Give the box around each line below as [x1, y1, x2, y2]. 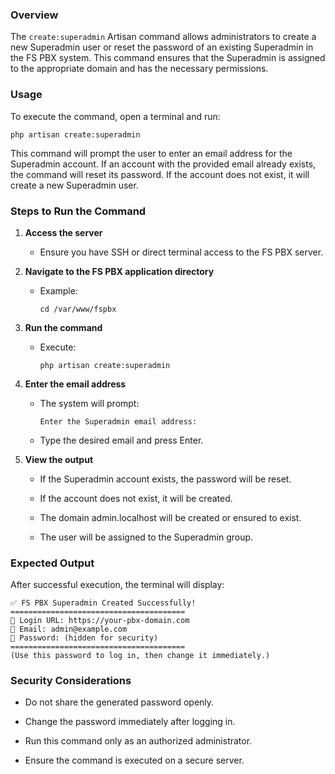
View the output [24, 453, 94, 465]
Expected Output [10, 556, 95, 570]
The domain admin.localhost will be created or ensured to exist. [39, 511, 302, 523]
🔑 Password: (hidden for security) [10, 633, 159, 643]
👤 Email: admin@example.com [10, 624, 128, 635]
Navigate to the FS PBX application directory [24, 265, 215, 277]
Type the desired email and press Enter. [39, 434, 204, 446]
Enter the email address [24, 378, 127, 390]
